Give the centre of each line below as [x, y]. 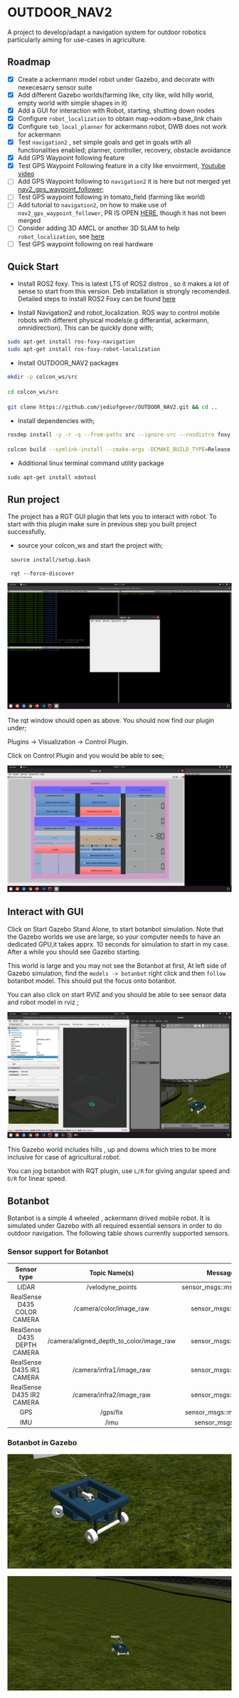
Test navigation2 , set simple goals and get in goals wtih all [104, 142]
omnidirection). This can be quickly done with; [86, 328]
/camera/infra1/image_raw [111, 1370]
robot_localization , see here [61, 236]
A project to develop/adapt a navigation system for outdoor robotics [107, 32]
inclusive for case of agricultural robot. [64, 1157]
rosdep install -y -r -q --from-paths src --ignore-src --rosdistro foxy [119, 434]
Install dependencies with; [56, 420]
